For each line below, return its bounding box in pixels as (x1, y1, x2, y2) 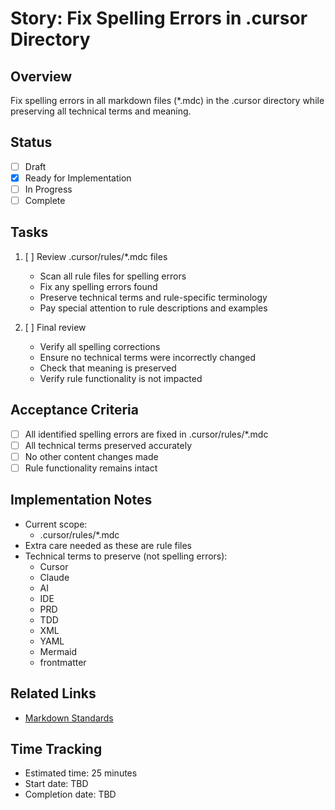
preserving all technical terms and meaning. (10, 105, 192, 117)
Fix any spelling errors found (39, 280, 158, 292)
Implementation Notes (10, 492, 153, 509)
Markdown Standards (24, 712, 114, 724)
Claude (39, 571, 70, 583)
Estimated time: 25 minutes (24, 767, 138, 779)
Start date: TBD (24, 778, 89, 790)
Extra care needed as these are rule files (24, 539, 193, 551)
